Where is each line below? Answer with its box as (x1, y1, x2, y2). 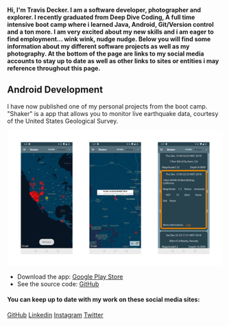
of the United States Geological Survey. (7, 117, 119, 125)
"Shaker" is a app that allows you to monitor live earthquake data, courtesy (7, 109, 219, 117)
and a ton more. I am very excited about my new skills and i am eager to (7, 27, 214, 36)
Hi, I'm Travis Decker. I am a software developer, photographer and (7, 6, 201, 14)
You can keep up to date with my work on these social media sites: (7, 295, 200, 304)
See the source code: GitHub (16, 279, 99, 288)
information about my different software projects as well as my (7, 43, 190, 50)
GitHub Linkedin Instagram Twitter (7, 311, 104, 319)
